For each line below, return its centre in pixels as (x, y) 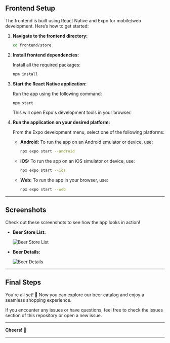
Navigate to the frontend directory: (50, 36)
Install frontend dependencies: (46, 55)
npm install (25, 74)
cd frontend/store (32, 45)
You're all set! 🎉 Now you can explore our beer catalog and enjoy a (75, 295)
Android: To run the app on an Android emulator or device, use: (87, 142)
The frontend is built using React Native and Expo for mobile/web (73, 20)
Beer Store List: (29, 232)
